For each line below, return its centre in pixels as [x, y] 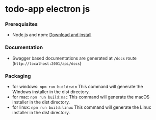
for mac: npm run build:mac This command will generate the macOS [81, 97]
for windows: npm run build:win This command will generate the [78, 87]
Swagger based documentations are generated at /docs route [74, 58]
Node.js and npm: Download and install [52, 35]
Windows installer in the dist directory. [51, 92]
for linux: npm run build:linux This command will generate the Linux [81, 107]
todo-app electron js [48, 9]
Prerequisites [21, 24]
